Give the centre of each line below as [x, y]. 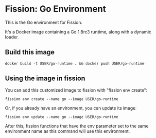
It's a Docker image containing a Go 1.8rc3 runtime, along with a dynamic [78, 32]
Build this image [30, 52]
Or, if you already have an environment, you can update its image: [71, 108]
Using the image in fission [45, 78]
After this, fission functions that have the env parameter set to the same [77, 126]
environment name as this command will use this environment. [68, 131]
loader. [12, 37]
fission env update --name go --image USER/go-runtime [62, 117]
